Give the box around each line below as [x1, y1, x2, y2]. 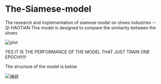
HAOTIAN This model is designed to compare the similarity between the [10, 24, 156, 30]
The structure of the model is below [5, 63, 78, 69]
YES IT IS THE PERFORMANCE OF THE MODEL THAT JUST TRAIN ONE [5, 49, 150, 55]
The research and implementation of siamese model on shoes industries [5, 20, 151, 25]
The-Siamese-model [5, 3, 92, 15]
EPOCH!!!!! [5, 54, 27, 60]
